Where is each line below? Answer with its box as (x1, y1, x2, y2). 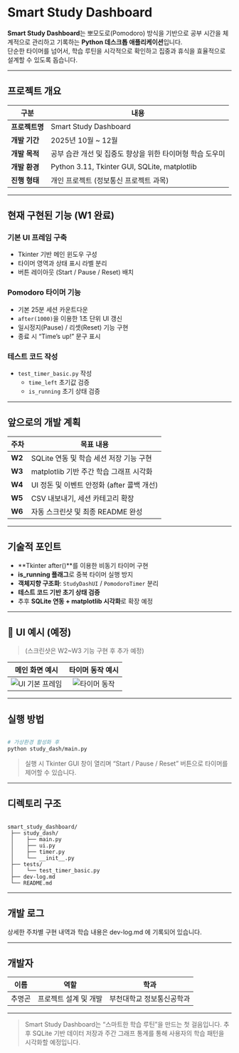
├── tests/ (10, 860, 43, 868)
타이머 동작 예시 (68, 665, 119, 675)
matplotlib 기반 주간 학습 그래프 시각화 (31, 467, 153, 477)
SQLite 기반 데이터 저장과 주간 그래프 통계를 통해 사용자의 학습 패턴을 (32, 1029, 225, 1038)
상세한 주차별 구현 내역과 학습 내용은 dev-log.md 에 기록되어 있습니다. (7, 927, 202, 936)
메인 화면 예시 (14, 665, 58, 675)
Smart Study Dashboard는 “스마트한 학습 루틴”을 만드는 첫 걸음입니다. (24, 1020, 223, 1029)
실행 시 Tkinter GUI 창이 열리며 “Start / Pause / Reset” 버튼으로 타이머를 (24, 759, 228, 768)
